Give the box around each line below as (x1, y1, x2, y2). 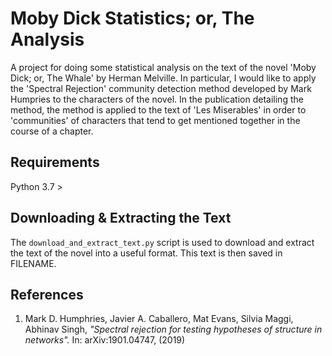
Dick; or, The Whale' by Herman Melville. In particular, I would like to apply (10, 72, 317, 84)
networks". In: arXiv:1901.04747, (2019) (24, 334, 186, 346)
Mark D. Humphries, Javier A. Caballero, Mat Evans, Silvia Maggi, (24, 313, 294, 325)
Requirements (10, 154, 100, 171)
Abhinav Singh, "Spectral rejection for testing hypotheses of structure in (24, 323, 323, 336)
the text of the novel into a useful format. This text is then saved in (10, 247, 283, 259)
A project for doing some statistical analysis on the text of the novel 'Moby (10, 61, 317, 73)
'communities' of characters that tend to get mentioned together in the (10, 114, 301, 126)
